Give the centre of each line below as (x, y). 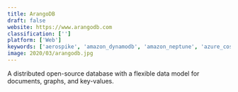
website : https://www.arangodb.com (60, 27)
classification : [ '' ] (39, 34)
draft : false (27, 21)
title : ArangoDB (31, 14)
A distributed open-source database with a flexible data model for (103, 73)
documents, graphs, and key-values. (61, 81)
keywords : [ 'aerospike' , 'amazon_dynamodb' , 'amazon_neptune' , (103, 47)
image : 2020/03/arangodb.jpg (50, 54)
